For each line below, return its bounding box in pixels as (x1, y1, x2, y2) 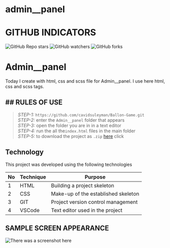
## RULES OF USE (5, 98, 63, 107)
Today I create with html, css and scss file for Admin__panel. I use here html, (5, 78, 165, 84)
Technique (20, 173, 47, 181)
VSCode (20, 206, 40, 214)
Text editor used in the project (51, 206, 123, 214)
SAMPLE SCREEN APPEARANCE (5, 224, 109, 233)
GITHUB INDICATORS (5, 27, 96, 39)
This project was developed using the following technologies (5, 161, 132, 167)
